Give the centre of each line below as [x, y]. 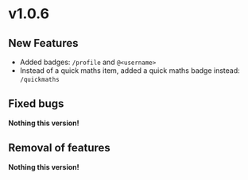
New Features [43, 43]
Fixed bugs [36, 104]
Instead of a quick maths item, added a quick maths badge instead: [130, 71]
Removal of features [60, 148]
